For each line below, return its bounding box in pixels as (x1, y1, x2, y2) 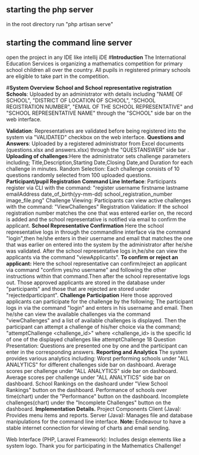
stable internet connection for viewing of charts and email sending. (6, 424, 170, 431)
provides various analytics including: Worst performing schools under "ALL (6, 354, 190, 362)
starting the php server (6, 5, 94, 15)
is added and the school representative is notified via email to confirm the (6, 215, 187, 222)
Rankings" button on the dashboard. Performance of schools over (6, 386, 168, 393)
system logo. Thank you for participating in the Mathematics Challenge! (6, 442, 181, 449)
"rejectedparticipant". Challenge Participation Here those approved (6, 291, 173, 299)
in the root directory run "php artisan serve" (6, 20, 113, 27)
